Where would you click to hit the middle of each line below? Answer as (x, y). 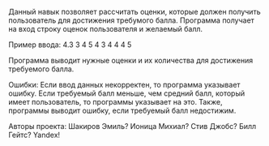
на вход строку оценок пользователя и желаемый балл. (106, 29)
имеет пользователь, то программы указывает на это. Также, (115, 102)
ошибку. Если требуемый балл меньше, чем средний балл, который (127, 93)
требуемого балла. (41, 69)
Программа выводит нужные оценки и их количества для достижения (131, 60)
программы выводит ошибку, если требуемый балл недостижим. (122, 110)
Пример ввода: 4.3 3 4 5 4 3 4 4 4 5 (70, 45)
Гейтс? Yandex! (34, 135)
